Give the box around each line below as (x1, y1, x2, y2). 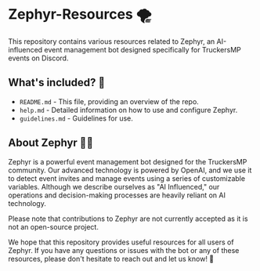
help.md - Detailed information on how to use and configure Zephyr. (19, 105, 238, 114)
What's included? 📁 (8, 76, 106, 89)
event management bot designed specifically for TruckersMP (44, 45, 241, 54)
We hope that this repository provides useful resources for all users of (8, 237, 234, 247)
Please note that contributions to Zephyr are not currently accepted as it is (8, 214, 248, 223)
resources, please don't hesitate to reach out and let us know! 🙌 (8, 254, 215, 263)
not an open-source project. (8, 222, 99, 231)
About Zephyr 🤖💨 (8, 136, 94, 150)
